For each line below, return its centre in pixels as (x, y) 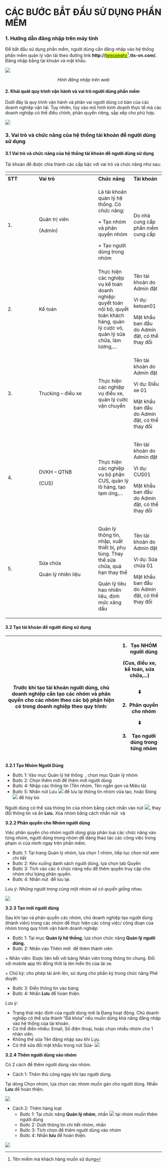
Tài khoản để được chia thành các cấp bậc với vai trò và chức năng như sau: (83, 164)
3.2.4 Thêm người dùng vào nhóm (41, 1055)
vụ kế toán (110, 285)
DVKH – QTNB (55, 472)
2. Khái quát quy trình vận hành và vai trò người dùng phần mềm (73, 91)
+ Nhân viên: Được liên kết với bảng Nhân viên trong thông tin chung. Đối (80, 958)
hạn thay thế (113, 573)
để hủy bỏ (29, 797)
